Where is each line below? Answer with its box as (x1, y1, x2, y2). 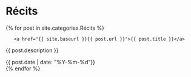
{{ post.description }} (5, 47, 59, 54)
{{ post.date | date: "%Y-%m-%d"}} (5, 58, 95, 65)
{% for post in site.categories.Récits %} (5, 24, 104, 32)
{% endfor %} (5, 65, 41, 72)
